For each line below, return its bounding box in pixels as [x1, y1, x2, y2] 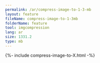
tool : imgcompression [5, 25, 50, 30]
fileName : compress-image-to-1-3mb [5, 16, 78, 21]
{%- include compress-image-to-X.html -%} [5, 52, 95, 58]
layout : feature [5, 12, 38, 17]
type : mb [5, 39, 23, 44]
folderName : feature [5, 21, 48, 26]
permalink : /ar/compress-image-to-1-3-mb [5, 7, 92, 12]
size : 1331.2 [5, 35, 32, 40]
